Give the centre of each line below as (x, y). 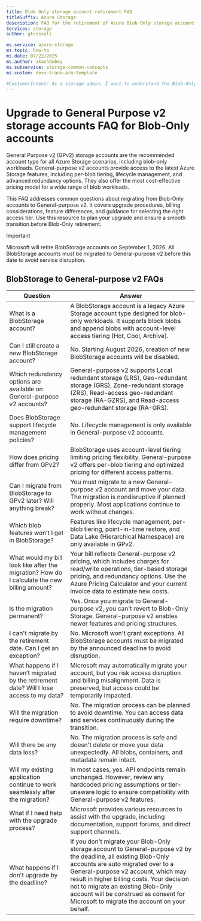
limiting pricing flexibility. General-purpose (131, 457)
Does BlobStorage (35, 417)
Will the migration (34, 712)
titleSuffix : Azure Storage (41, 17)
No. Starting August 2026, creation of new (130, 349)
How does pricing (34, 457)
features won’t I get (36, 533)
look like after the (33, 565)
